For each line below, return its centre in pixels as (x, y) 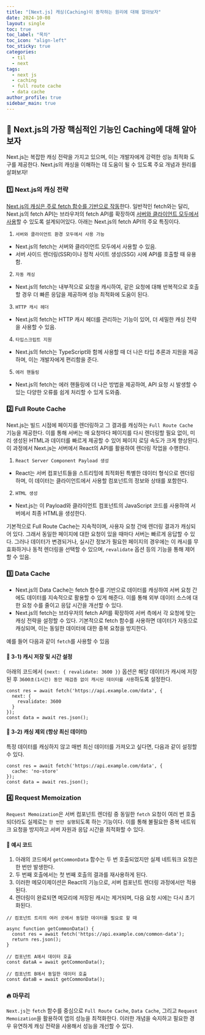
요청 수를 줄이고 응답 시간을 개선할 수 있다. (73, 605)
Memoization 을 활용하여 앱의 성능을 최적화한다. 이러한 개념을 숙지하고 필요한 (97, 1018)
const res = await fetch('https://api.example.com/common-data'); (98, 934)
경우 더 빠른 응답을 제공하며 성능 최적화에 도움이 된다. (85, 294)
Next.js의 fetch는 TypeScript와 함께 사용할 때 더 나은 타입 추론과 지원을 (101, 352)
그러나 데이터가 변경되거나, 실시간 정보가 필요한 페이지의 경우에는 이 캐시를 (103, 542)
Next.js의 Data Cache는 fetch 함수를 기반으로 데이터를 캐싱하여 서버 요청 (103, 590)
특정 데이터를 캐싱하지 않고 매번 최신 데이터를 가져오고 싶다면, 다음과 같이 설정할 (102, 746)
